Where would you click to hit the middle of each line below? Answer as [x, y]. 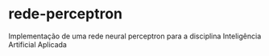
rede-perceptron [66, 14]
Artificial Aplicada [37, 44]
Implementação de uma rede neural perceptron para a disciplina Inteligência [135, 36]
